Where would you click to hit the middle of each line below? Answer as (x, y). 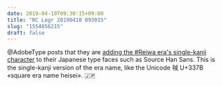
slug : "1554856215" (35, 26)
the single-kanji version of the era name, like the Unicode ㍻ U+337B (105, 68)
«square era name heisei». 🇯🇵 (51, 76)
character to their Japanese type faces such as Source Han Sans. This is (111, 60)
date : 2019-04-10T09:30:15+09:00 (55, 13)
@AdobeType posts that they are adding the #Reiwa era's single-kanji (107, 52)
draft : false (26, 33)
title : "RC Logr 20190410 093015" (57, 20)
